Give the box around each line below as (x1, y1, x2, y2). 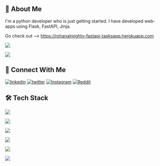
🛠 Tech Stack (5, 94, 48, 102)
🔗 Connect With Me (5, 66, 66, 74)
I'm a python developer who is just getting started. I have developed (5, 18, 144, 24)
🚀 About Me (5, 5, 42, 13)
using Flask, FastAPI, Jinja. (16, 23, 71, 29)
